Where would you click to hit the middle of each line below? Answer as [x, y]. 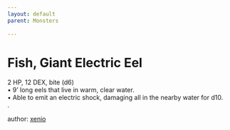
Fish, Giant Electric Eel [75, 62]
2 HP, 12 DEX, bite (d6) [41, 82]
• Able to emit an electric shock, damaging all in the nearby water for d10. [115, 98]
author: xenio [27, 119]
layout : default [31, 14]
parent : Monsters [33, 21]
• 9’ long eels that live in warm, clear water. [71, 90]
